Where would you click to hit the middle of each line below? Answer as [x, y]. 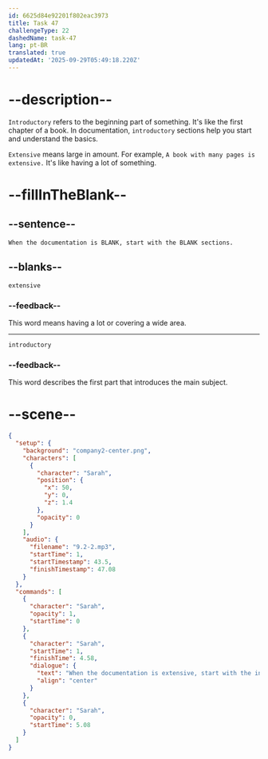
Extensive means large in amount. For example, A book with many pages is [132, 154]
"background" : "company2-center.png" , [87, 451]
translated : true [37, 53]
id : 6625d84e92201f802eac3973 [59, 16]
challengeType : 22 [39, 30]
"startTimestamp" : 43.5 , [71, 562]
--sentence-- [42, 224]
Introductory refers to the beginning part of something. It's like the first [126, 121]
